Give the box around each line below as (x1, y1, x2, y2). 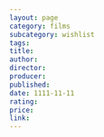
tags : (9, 38, 30, 48)
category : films (9, 22, 71, 31)
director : (9, 64, 47, 73)
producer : (9, 72, 47, 81)
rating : (9, 96, 39, 106)
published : (9, 80, 51, 89)
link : (9, 114, 30, 123)
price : (9, 105, 34, 114)
